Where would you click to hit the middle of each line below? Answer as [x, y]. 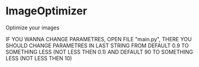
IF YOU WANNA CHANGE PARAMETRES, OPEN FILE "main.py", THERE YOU [99, 39]
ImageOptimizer [46, 11]
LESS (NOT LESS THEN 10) [39, 58]
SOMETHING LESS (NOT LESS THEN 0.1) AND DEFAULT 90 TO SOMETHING [99, 51]
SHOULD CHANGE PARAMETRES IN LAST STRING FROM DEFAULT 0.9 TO [97, 45]
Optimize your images [33, 28]
